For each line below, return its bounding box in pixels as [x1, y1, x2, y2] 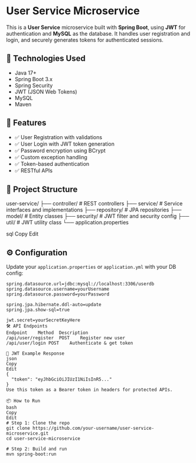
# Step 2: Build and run [6, 446, 67, 452]
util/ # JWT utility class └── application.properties [6, 219, 129, 226]
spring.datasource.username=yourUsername [6, 286, 110, 292]
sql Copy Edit [6, 230, 38, 237]
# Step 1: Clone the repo [6, 420, 70, 426]
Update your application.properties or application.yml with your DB [6, 263, 177, 271]
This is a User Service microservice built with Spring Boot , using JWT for [6, 24, 186, 31]
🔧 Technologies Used [6, 53, 86, 63]
